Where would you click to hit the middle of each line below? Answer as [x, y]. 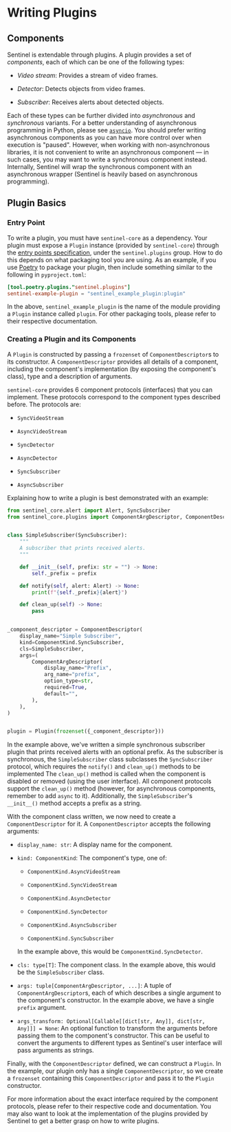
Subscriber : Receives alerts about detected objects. [90, 102]
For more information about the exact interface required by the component [113, 1099]
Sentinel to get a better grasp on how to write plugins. [83, 1121]
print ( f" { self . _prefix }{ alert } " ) [80, 592]
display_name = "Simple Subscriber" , [70, 636]
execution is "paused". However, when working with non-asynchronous [109, 145]
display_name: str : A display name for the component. [95, 845]
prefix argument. [42, 1008]
